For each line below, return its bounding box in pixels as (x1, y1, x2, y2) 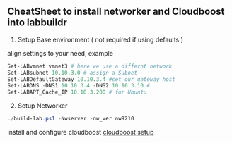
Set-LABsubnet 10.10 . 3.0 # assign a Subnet (7, 69, 138, 76)
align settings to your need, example (7, 49, 113, 57)
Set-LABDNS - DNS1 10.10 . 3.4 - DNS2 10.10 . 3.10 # (7, 82, 151, 89)
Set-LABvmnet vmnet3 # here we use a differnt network (7, 63, 173, 70)
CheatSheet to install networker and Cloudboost (7, 6, 225, 18)
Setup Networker (17, 101, 68, 110)
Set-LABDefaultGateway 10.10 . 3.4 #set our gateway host (7, 75, 175, 83)
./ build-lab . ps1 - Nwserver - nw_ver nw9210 (7, 116, 134, 123)
